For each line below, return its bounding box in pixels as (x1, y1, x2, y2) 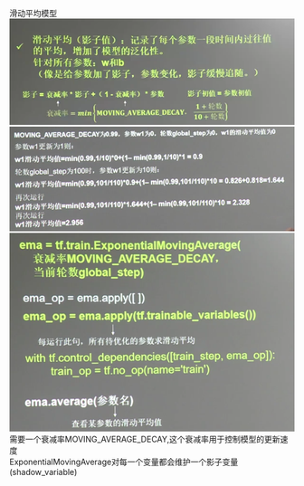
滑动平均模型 (9, 8, 57, 18)
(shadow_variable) (9, 466, 78, 477)
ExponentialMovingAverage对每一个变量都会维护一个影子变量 (9, 456, 239, 467)
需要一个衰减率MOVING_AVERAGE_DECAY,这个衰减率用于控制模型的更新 (9, 434, 280, 444)
